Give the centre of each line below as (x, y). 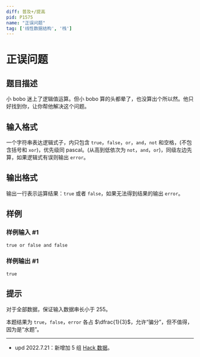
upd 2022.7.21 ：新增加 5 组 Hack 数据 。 (64, 347)
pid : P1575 (20, 17)
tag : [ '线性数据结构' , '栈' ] (39, 28)
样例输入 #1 (22, 232)
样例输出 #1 (22, 261)
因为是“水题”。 (24, 329)
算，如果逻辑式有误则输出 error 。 (48, 157)
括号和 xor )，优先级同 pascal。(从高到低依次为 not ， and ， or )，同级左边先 (101, 150)
